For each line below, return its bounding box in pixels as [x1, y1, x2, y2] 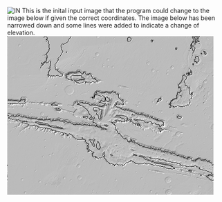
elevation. [7, 28, 35, 37]
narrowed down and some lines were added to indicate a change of [7, 21, 199, 29]
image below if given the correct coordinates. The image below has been [7, 14, 216, 22]
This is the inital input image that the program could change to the [21, 7, 210, 14]
